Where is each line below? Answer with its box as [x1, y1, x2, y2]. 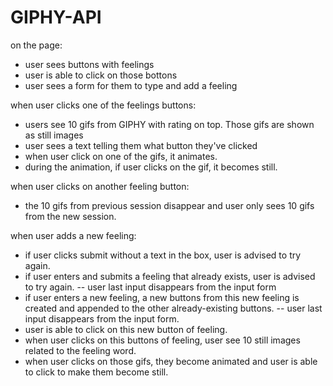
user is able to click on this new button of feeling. [24, 323, 228, 335]
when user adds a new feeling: [10, 229, 137, 241]
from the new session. [24, 210, 117, 222]
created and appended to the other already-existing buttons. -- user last [24, 302, 323, 314]
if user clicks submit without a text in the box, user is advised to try [24, 249, 302, 261]
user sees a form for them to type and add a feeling [24, 79, 238, 91]
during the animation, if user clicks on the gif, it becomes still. [24, 161, 278, 173]
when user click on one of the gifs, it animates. [24, 150, 218, 162]
